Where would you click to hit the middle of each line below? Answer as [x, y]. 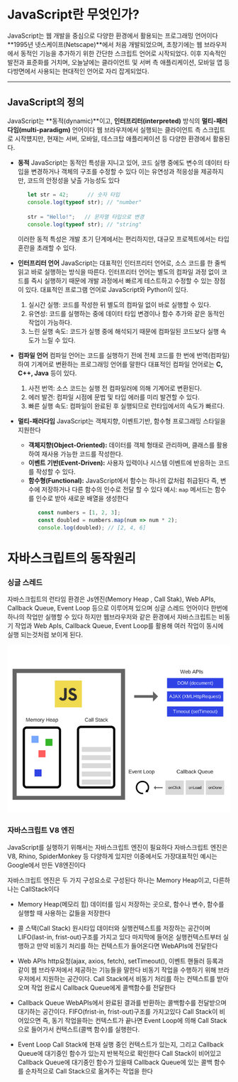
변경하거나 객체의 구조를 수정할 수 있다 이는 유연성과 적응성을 [115, 171]
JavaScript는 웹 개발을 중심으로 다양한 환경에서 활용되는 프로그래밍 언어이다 [113, 36]
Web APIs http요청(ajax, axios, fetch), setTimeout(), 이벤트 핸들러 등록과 [120, 961]
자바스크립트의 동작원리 [72, 558]
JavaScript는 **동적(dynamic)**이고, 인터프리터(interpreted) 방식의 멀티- [112, 121]
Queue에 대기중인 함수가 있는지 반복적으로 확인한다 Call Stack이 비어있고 [119, 1053]
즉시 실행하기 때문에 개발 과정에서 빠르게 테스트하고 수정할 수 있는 [121, 281]
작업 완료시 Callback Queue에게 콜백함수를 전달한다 [103, 988]
